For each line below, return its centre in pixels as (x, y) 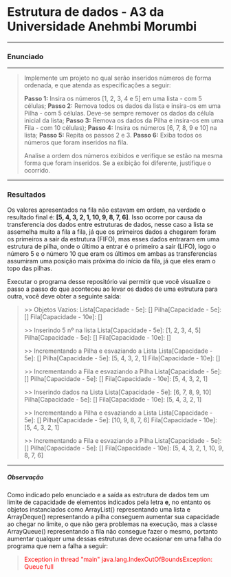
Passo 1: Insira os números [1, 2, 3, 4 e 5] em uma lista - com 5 (113, 99)
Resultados (26, 195)
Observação (25, 477)
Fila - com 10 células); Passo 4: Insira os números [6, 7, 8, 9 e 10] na (121, 128)
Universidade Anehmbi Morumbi (102, 26)
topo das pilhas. (30, 268)
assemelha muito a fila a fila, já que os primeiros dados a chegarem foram (112, 232)
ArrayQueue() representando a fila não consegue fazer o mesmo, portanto (112, 531)
